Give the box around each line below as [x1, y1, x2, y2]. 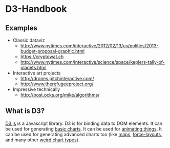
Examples [5, 24, 37, 32]
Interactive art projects [12, 70, 61, 76]
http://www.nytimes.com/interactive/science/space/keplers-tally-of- [20, 59, 165, 65]
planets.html [20, 65, 47, 70]
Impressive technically [12, 86, 60, 92]
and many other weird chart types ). [5, 137, 80, 143]
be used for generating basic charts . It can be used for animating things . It [5, 125, 162, 132]
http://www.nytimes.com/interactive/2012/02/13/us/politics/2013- [20, 43, 159, 49]
